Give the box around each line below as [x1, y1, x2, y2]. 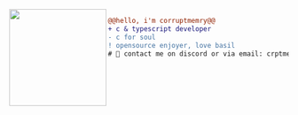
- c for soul [107, 33, 156, 42]
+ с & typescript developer [107, 24, 212, 34]
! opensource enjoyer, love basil [107, 41, 236, 50]
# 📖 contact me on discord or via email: [107, 49, 263, 58]
